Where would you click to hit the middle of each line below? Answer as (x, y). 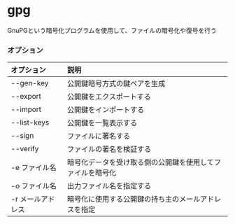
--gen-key (30, 83)
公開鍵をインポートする (106, 110)
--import (26, 109)
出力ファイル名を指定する (109, 186)
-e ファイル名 (34, 168)
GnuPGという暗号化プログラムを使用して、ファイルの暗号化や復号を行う (112, 30)
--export (26, 97)
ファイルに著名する (99, 136)
